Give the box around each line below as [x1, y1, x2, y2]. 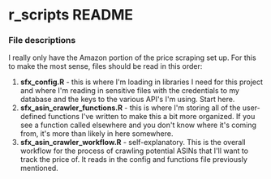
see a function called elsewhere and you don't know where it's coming [19, 120, 257, 130]
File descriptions [8, 35, 76, 46]
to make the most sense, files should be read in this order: [8, 62, 203, 71]
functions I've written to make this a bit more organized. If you [48, 112, 256, 121]
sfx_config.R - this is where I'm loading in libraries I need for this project [19, 77, 264, 87]
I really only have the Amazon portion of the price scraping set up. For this [8, 53, 257, 62]
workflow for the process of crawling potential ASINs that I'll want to [19, 146, 249, 156]
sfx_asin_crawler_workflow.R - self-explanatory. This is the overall [19, 138, 246, 147]
